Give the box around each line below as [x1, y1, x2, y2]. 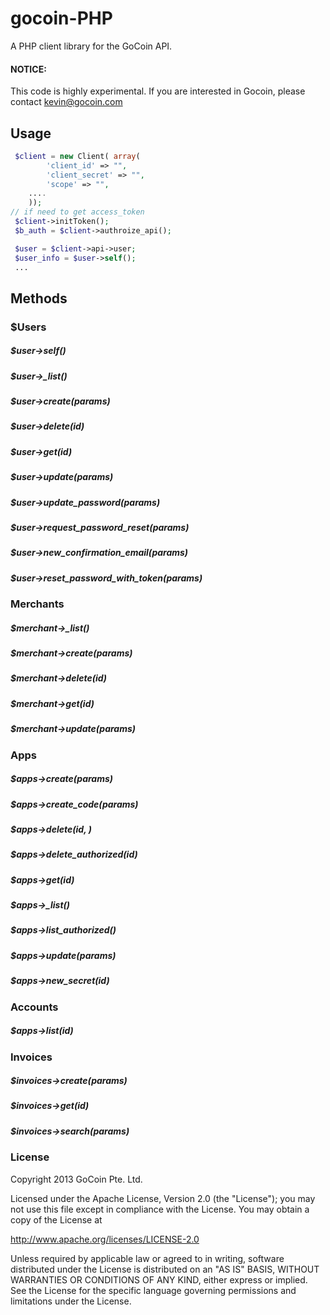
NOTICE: [10, 63, 47, 75]
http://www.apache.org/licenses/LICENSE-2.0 [10, 1233, 200, 1245]
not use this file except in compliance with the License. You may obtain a [10, 1203, 310, 1215]
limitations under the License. [10, 1295, 132, 1307]
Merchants [10, 597, 65, 611]
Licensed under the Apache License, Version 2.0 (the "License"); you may [10, 1192, 316, 1204]
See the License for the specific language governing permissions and [10, 1284, 297, 1296]
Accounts [10, 1000, 59, 1014]
